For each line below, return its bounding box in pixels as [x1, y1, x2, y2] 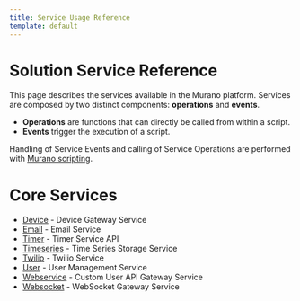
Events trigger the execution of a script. [22, 127, 171, 137]
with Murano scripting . [9, 154, 93, 164]
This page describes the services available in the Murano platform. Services [9, 90, 291, 101]
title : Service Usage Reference [9, 13, 130, 22]
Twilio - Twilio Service [22, 252, 105, 263]
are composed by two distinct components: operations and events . [9, 100, 260, 111]
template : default [9, 22, 78, 31]
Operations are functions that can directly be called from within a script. [22, 117, 290, 128]
